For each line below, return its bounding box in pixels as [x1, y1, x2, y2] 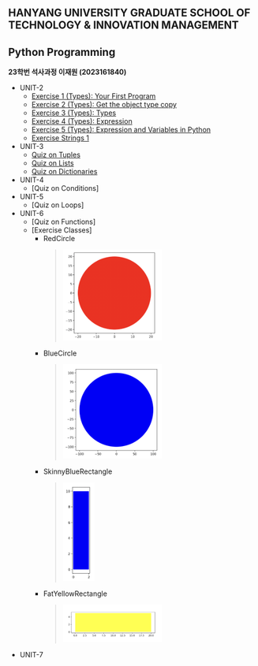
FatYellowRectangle [43, 589, 108, 598]
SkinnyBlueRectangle [43, 467, 113, 476]
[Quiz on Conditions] [31, 184, 99, 193]
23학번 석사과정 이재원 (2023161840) [8, 67, 127, 77]
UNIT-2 [19, 83, 44, 93]
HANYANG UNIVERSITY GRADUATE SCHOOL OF [8, 6, 251, 20]
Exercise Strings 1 [31, 133, 89, 143]
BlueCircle [43, 348, 77, 358]
